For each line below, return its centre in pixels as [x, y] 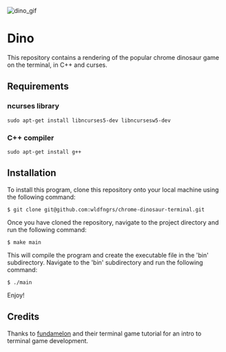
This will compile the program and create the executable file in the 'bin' [108, 255]
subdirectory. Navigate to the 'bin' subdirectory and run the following [105, 262]
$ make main [24, 242]
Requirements [38, 86]
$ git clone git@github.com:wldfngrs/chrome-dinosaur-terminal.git [106, 209]
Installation [32, 173]
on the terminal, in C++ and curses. [58, 65]
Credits [23, 317]
